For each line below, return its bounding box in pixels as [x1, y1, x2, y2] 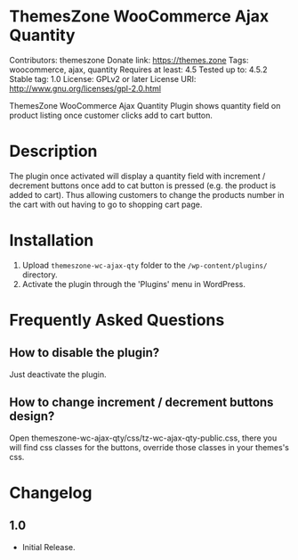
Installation [9, 230, 94, 251]
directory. [21, 269, 58, 280]
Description [9, 141, 98, 161]
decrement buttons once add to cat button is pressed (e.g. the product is [9, 180, 277, 191]
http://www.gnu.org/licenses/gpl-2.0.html [9, 83, 162, 94]
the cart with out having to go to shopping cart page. [9, 199, 203, 210]
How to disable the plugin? [9, 345, 160, 360]
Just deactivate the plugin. [9, 368, 107, 380]
